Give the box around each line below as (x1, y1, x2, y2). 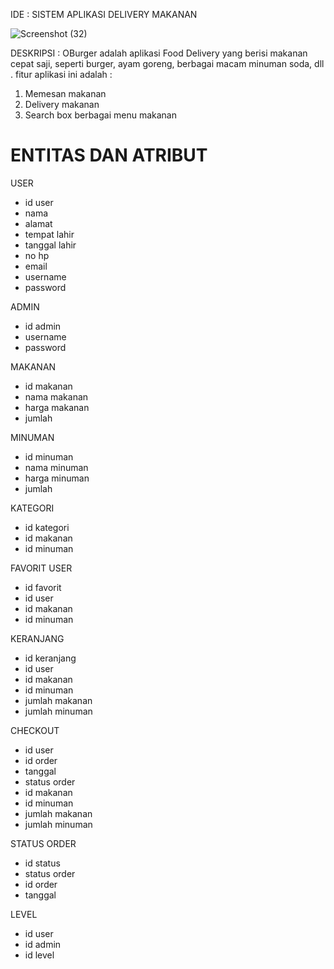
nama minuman (24, 461, 89, 473)
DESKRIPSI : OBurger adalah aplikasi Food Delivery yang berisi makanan (10, 47, 308, 59)
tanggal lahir (24, 239, 77, 251)
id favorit (24, 581, 62, 593)
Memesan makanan (24, 88, 107, 99)
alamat (24, 217, 53, 229)
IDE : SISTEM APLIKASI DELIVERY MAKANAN (10, 9, 198, 20)
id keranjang (24, 652, 77, 664)
